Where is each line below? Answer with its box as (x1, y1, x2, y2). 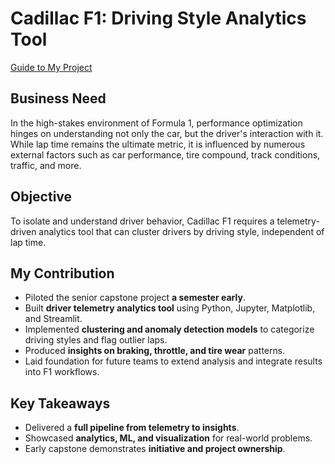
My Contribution (10, 265, 115, 282)
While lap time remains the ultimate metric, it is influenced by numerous (10, 138, 306, 150)
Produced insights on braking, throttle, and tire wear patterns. (24, 345, 286, 357)
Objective (10, 188, 73, 206)
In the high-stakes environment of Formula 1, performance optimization (10, 117, 303, 129)
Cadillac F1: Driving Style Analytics (10, 7, 307, 30)
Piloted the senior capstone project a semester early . (24, 292, 246, 304)
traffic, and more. (10, 159, 82, 171)
